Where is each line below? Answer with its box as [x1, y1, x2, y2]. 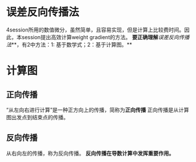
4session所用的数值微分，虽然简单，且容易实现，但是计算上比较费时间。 [6, 26, 185, 33]
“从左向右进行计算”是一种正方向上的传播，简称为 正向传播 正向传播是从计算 [6, 106, 189, 113]
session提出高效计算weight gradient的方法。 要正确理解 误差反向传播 [21, 33, 190, 40]
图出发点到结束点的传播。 [6, 113, 69, 120]
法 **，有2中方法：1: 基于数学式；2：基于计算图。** [6, 41, 132, 48]
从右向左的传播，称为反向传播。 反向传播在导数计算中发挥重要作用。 [6, 150, 174, 157]
